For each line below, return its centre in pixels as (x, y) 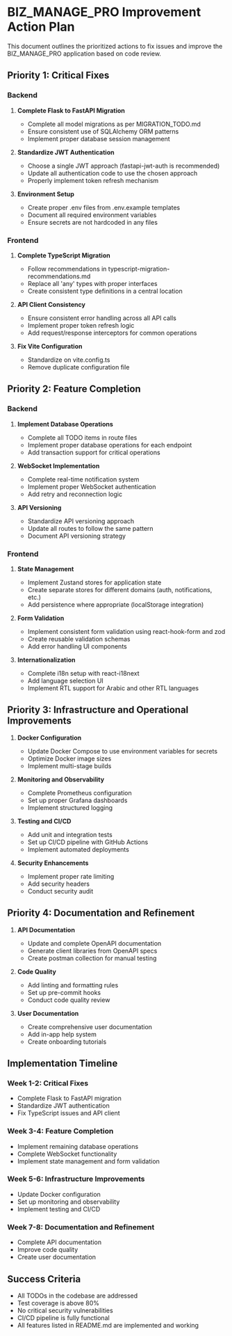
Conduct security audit (60, 891)
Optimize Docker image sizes (69, 758)
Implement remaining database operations (78, 1146)
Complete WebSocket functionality (67, 1154)
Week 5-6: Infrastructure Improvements (76, 1179)
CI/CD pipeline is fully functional (63, 1318)
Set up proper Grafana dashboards (77, 800)
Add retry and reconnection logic (75, 494)
